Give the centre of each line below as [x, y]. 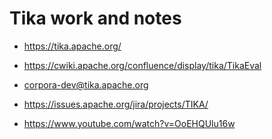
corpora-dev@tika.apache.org [86, 84]
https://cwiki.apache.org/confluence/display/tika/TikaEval [142, 65]
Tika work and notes [95, 18]
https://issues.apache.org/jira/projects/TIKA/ [116, 104]
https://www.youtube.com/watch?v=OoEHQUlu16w [129, 123]
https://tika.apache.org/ [72, 46]
